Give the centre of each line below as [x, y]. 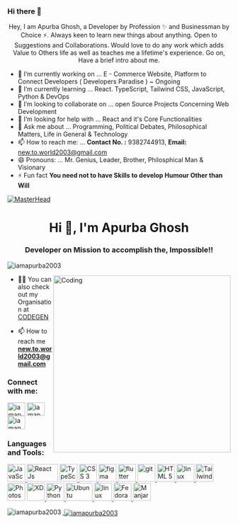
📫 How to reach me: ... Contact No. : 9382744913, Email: [102, 142]
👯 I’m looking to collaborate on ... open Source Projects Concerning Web [123, 104]
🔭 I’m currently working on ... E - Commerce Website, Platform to [112, 74]
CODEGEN [33, 317]
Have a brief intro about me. [119, 60]
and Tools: [26, 452]
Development [37, 112]
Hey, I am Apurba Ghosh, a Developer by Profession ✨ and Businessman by [119, 27]
